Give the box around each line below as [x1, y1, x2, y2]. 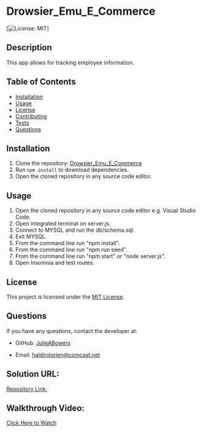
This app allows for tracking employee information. [6, 58, 135, 66]
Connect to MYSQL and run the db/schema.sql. [15, 226, 135, 234]
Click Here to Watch [6, 419, 57, 426]
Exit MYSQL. [15, 233, 47, 240]
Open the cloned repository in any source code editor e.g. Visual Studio [15, 207, 196, 214]
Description [6, 42, 52, 53]
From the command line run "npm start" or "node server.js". [15, 253, 166, 260]
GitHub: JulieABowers [15, 339, 71, 347]
